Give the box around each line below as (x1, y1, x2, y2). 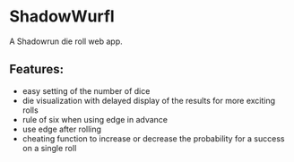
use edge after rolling (22, 124, 101, 134)
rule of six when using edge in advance (22, 114, 169, 124)
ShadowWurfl (9, 6, 115, 27)
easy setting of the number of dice (22, 85, 151, 96)
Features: (9, 62, 65, 77)
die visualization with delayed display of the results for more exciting (22, 95, 276, 106)
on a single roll (22, 142, 77, 153)
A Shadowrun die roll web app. (9, 36, 123, 47)
